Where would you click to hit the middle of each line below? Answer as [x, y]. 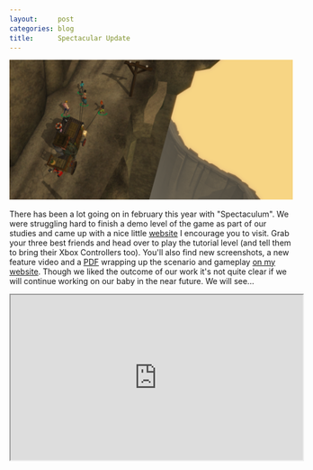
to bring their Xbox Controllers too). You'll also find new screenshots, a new [149, 252]
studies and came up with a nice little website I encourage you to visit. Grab [149, 233]
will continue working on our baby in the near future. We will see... [132, 281]
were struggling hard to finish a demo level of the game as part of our [138, 223]
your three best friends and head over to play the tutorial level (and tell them [150, 243]
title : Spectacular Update [70, 38]
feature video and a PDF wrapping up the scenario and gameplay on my [143, 262]
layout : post [42, 19]
